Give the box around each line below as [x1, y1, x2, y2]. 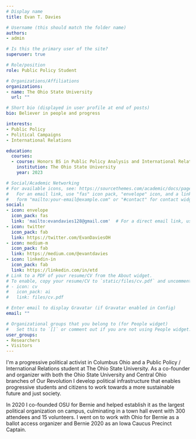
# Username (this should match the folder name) [6, 25, 127, 30]
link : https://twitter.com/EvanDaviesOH [11, 235, 111, 241]
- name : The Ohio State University [6, 89, 93, 95]
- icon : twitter [6, 224, 45, 229]
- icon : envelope [6, 207, 48, 214]
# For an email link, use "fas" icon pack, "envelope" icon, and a [6, 191, 179, 197]
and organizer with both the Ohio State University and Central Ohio [6, 371, 167, 378]
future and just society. [6, 390, 62, 397]
